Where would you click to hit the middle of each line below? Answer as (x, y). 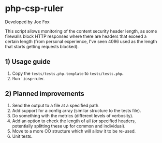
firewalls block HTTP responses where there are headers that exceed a (76, 36)
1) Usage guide (28, 62)
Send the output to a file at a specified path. (56, 105)
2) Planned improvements (45, 94)
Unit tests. (22, 136)
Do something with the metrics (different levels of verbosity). (73, 115)
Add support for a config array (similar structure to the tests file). (76, 110)
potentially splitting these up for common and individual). (69, 126)
